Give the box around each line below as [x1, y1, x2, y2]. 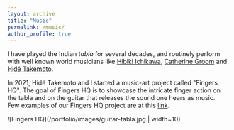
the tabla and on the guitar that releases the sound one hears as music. [7, 94, 216, 102]
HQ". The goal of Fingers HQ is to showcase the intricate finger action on [7, 86, 221, 94]
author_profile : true [7, 30, 72, 38]
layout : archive [7, 10, 55, 18]
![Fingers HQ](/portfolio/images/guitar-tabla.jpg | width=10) [7, 115, 181, 124]
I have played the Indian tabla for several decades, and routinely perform [7, 50, 221, 58]
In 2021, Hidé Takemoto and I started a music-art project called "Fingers [7, 79, 218, 87]
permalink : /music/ [7, 23, 65, 31]
